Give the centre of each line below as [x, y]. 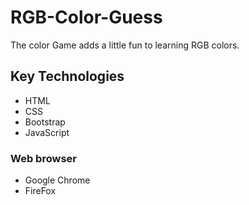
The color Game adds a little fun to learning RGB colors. [125, 45]
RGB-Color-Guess [86, 17]
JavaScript [47, 132]
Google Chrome [57, 180]
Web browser [43, 158]
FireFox [40, 191]
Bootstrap [45, 122]
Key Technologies [67, 76]
